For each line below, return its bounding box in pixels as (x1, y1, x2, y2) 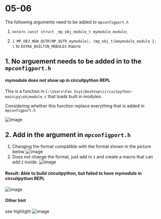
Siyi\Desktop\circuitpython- (74, 89, 133, 94)
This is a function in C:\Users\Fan (5, 88, 72, 94)
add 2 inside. (12, 159, 38, 165)
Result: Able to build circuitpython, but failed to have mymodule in (5, 170, 142, 176)
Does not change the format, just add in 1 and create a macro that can (12, 154, 153, 160)
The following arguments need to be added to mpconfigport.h (5, 19, 129, 25)
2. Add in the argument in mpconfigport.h (5, 130, 131, 139)
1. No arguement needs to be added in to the (5, 57, 141, 66)
